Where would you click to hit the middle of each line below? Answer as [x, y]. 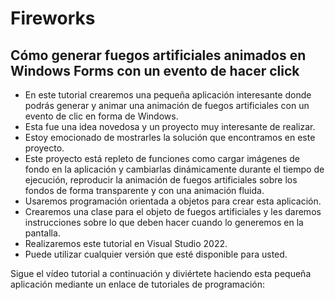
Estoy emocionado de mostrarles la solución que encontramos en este [170, 137]
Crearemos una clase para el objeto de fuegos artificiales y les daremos [173, 211]
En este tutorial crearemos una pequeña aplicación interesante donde [168, 95]
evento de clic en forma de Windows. [101, 116]
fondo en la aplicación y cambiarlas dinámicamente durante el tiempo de [174, 169]
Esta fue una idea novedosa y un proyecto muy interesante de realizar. [170, 126]
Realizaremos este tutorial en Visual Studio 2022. [126, 243]
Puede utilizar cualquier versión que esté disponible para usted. [156, 254]
